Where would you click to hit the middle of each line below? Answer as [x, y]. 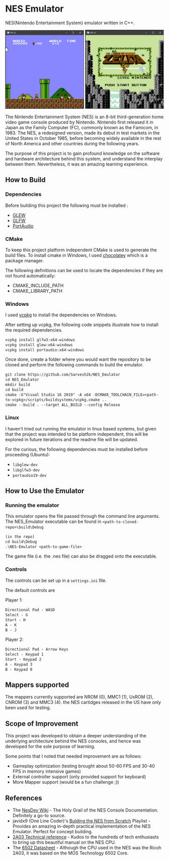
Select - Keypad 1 [24, 654]
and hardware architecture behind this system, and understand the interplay [84, 158]
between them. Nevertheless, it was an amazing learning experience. [77, 164]
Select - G [17, 615]
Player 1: [14, 600]
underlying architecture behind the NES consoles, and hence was [73, 741]
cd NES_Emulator [22, 380]
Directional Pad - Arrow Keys [37, 649]
